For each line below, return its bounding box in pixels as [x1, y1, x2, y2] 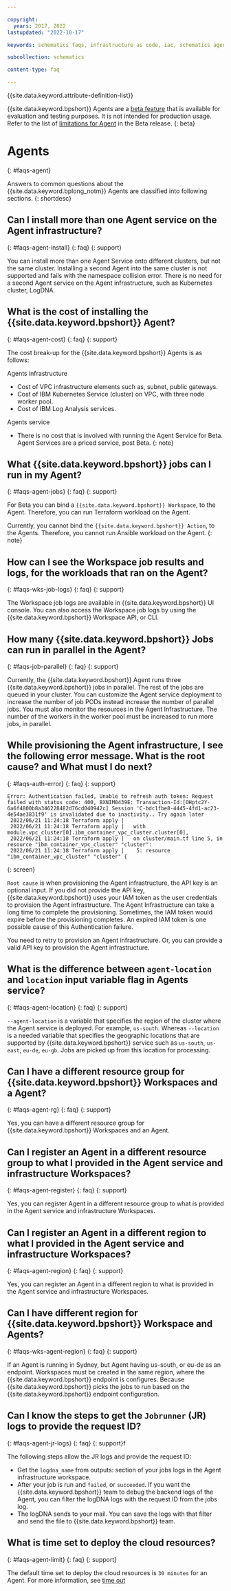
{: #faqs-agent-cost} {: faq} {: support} [7, 335, 118, 343]
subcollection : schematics [7, 54, 85, 61]
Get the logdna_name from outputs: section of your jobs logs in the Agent [16, 1465, 221, 1474]
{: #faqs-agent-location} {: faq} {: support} [7, 1003, 129, 1011]
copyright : [7, 16, 38, 23]
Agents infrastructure [7, 369, 67, 377]
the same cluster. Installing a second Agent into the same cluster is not [7, 263, 208, 272]
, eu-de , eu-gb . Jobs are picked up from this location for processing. [19, 1045, 211, 1054]
